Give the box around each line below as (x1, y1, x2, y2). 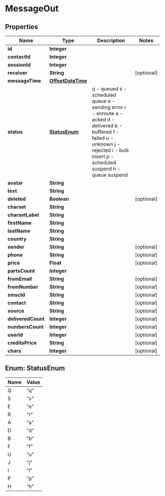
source (7, 308, 25, 314)
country (7, 236, 27, 242)
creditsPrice (7, 340, 37, 346)
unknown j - (91, 141, 120, 148)
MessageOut (5, 3, 59, 14)
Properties (5, 23, 38, 31)
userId (7, 332, 23, 338)
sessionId (7, 62, 31, 68)
